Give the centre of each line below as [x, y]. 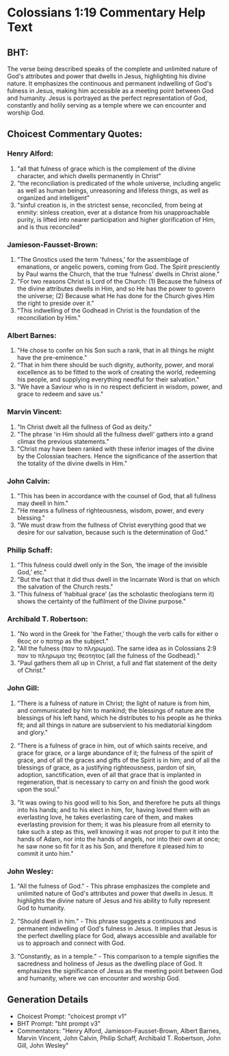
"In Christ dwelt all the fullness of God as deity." [84, 427]
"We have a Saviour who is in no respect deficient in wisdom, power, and [120, 387]
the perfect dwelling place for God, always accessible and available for [117, 936]
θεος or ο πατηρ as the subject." [63, 641]
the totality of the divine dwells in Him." [72, 463]
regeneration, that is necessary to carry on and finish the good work [113, 782]
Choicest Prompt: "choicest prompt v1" [72, 1016]
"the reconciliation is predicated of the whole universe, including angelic [119, 183]
